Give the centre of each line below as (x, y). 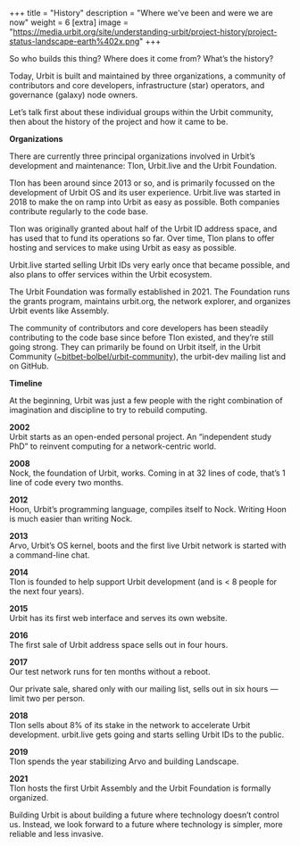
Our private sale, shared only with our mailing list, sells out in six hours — (144, 689)
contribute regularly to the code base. (79, 211)
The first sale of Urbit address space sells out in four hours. (119, 645)
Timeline (26, 383)
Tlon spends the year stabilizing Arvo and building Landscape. (124, 761)
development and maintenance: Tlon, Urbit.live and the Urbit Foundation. (143, 166)
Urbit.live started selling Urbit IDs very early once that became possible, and (150, 265)
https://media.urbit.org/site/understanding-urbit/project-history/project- (145, 32)
